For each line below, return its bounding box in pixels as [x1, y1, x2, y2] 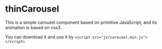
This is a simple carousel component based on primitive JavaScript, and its [5, 19, 158, 25]
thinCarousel [5, 3, 60, 15]
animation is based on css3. [5, 24, 62, 30]
